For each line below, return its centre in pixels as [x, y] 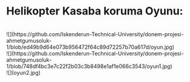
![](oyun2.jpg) [24, 72]
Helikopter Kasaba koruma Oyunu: [95, 11]
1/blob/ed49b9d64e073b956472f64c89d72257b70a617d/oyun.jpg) [90, 47]
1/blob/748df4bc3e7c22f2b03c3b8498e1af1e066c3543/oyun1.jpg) [89, 66]
